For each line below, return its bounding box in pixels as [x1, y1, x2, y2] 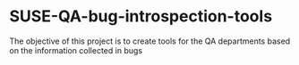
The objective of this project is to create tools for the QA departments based [9, 36, 291, 46]
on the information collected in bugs [9, 45, 143, 55]
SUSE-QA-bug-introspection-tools [9, 6, 273, 27]
